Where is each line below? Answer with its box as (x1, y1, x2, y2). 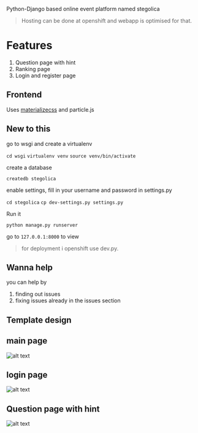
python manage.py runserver (6, 222, 78, 228)
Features (6, 39, 53, 53)
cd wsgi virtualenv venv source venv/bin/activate (6, 153, 136, 159)
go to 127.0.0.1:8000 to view (6, 232, 80, 240)
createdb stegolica (6, 175, 56, 182)
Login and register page (15, 72, 76, 79)
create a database (6, 164, 52, 171)
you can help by (6, 278, 47, 286)
